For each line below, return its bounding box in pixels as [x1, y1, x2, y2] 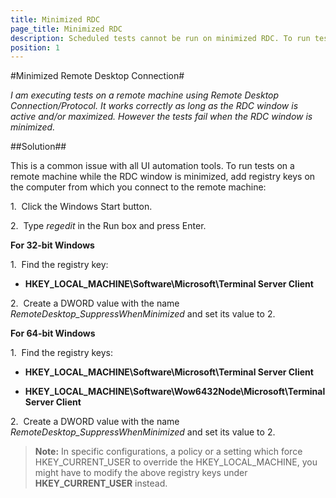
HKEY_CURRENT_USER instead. [34, 477, 168, 490]
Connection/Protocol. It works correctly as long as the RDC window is [10, 100, 299, 112]
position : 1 [10, 42, 60, 53]
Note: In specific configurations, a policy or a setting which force [34, 446, 303, 458]
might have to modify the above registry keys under [34, 467, 248, 479]
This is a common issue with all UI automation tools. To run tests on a [10, 160, 295, 172]
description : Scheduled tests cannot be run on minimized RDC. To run [10, 33, 311, 43]
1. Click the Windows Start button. [10, 201, 153, 213]
